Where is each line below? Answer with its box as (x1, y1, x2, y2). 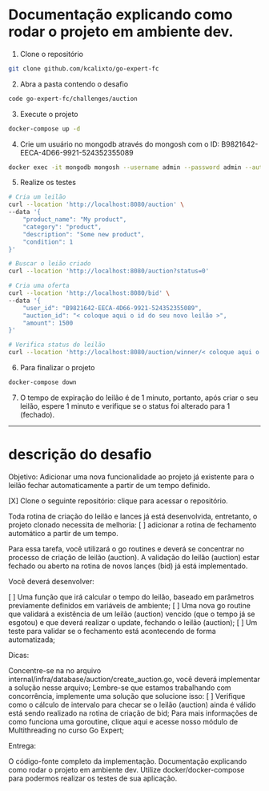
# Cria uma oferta (8, 282, 70, 290)
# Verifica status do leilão (8, 341, 106, 349)
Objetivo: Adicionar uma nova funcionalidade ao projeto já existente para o (8, 471, 255, 482)
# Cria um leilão (8, 193, 66, 201)
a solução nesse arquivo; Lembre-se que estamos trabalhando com (8, 683, 231, 692)
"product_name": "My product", (22, 216, 127, 224)
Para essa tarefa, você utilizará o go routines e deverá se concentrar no (8, 543, 245, 554)
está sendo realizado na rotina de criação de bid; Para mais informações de (8, 708, 258, 718)
